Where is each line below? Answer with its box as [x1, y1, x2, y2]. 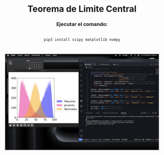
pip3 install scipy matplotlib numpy [43, 38, 121, 42]
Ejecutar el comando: [56, 21, 108, 28]
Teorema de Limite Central [27, 3, 137, 15]
